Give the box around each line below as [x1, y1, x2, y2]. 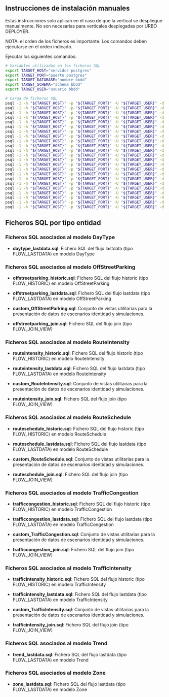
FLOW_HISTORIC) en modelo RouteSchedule [12, 431, 106, 437]
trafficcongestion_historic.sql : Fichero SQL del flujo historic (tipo [12, 501, 151, 507]
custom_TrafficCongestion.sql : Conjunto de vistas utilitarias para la [12, 531, 155, 537]
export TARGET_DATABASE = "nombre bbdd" [5, 77, 87, 83]
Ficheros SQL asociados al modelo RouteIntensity [5, 339, 130, 346]
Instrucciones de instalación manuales [5, 4, 130, 13]
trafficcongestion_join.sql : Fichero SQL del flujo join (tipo [12, 546, 135, 552]
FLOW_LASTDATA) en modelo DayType [12, 251, 95, 257]
